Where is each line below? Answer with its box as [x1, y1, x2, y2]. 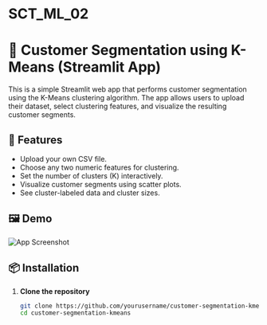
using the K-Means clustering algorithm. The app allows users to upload [8, 93, 245, 103]
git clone [19, 302, 53, 310]
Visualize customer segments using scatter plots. [19, 179, 182, 189]
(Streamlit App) [57, 58, 162, 76]
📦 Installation [8, 261, 80, 275]
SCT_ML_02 [8, 5, 89, 23]
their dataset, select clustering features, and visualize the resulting [8, 101, 227, 112]
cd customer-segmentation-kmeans [19, 309, 132, 317]
